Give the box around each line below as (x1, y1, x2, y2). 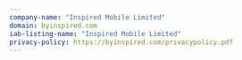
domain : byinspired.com (9, 21, 98, 30)
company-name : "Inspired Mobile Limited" (9, 12, 166, 22)
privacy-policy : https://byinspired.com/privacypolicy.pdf (9, 37, 234, 47)
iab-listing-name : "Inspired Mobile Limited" (9, 29, 181, 38)
